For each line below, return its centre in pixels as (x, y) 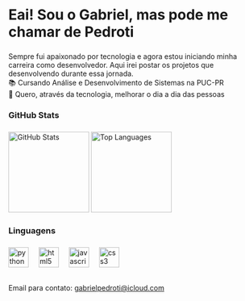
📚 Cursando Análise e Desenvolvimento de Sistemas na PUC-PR (116, 83)
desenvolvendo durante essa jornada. (71, 73)
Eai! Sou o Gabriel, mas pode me (118, 15)
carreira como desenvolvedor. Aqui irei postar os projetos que (111, 65)
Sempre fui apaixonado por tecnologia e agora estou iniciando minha (123, 56)
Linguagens (32, 230)
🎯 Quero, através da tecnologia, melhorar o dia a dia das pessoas (116, 94)
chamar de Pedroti (71, 32)
